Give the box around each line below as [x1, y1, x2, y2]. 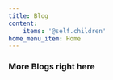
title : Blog [8, 11, 48, 20]
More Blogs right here [8, 61, 95, 73]
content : [8, 19, 38, 27]
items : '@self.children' [23, 27, 107, 35]
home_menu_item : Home [8, 34, 82, 43]
